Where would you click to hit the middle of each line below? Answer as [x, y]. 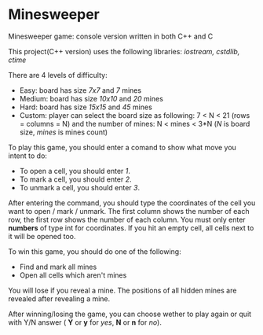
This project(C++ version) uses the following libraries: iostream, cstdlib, [124, 51]
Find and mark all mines [58, 267]
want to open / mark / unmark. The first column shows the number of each [129, 211]
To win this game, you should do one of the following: [95, 251]
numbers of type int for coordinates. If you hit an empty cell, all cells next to [131, 228]
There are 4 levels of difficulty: [58, 75]
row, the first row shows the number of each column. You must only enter [127, 219]
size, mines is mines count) [64, 132]
